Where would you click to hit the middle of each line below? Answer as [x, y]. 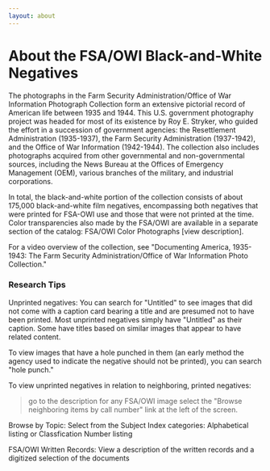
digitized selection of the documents [69, 458]
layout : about [32, 16]
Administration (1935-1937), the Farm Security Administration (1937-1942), [132, 138]
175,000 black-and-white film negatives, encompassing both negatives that [133, 205]
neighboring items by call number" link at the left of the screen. [133, 410]
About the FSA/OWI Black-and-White [135, 55]
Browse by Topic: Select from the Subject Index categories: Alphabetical [129, 425]
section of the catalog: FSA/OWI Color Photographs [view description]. [126, 231]
